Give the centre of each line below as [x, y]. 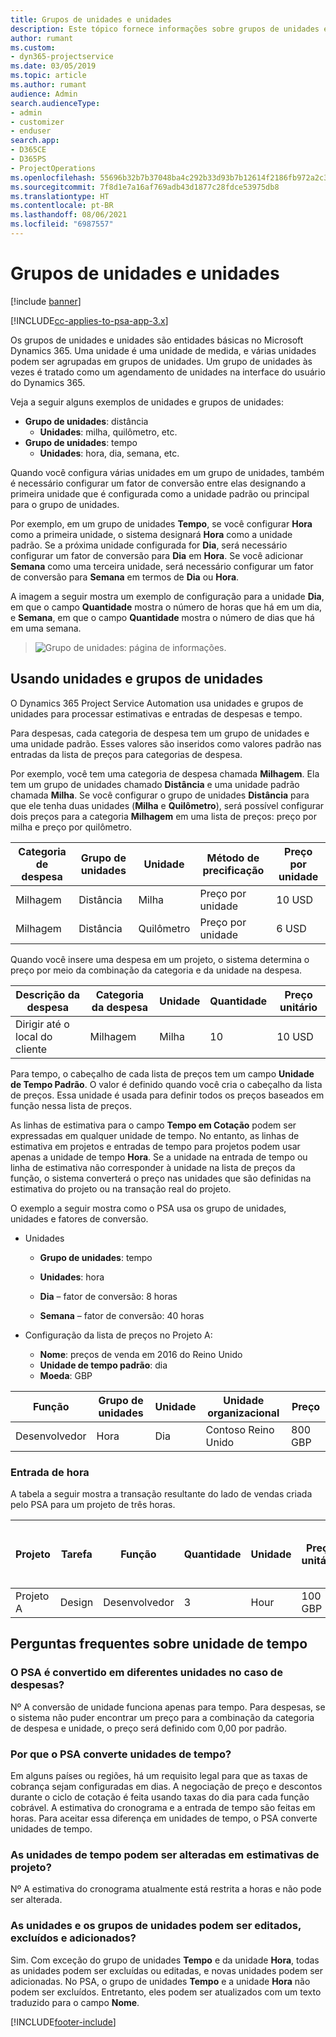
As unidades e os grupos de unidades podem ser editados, [156, 1926]
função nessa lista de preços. [71, 1105]
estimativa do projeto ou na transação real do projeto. [121, 1188]
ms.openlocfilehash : [53, 177]
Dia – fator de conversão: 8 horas [108, 1296]
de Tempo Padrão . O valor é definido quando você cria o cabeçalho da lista [166, 1084]
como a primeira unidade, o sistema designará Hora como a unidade [151, 534]
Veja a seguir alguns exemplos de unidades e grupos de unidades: [147, 402]
